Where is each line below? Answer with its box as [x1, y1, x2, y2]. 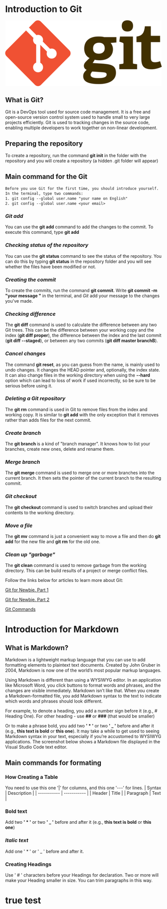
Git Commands [5, 606, 36, 612]
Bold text [5, 808, 27, 815]
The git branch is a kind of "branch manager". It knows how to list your [5, 441, 151, 447]
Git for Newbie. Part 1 [5, 587, 49, 593]
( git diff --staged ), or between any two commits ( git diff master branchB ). [5, 338, 158, 344]
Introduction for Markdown [5, 624, 119, 635]
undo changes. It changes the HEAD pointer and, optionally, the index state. [5, 366, 161, 372]
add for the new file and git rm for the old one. [5, 539, 100, 545]
